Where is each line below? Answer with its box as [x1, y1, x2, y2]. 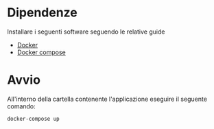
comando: [7, 102, 36, 110]
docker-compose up [7, 115, 60, 122]
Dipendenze [7, 5, 78, 21]
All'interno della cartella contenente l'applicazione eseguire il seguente [7, 95, 208, 103]
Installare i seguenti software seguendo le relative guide [7, 27, 165, 36]
